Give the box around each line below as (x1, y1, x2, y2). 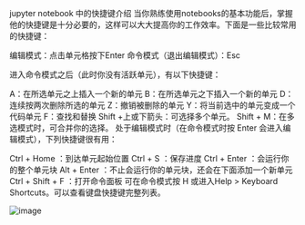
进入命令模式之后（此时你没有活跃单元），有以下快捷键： (9, 69, 221, 80)
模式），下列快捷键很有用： (16, 134, 117, 144)
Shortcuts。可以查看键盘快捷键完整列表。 (9, 187, 166, 198)
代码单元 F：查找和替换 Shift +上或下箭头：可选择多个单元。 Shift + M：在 (9, 112, 287, 122)
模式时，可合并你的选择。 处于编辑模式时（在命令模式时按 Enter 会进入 (16, 122, 284, 133)
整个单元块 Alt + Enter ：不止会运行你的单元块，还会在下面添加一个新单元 (16, 164, 293, 175)
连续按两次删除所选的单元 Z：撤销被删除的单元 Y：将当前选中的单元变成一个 (9, 100, 296, 111)
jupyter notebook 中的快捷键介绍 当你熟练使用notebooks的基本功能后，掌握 (9, 8, 293, 18)
